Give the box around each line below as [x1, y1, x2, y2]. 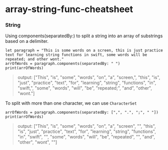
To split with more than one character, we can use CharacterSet [5, 100, 137, 106]
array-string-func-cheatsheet [5, 4, 133, 15]
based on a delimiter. [5, 38, 49, 44]
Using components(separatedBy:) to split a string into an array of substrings [5, 33, 163, 39]
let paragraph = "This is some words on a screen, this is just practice [5, 48, 163, 53]
